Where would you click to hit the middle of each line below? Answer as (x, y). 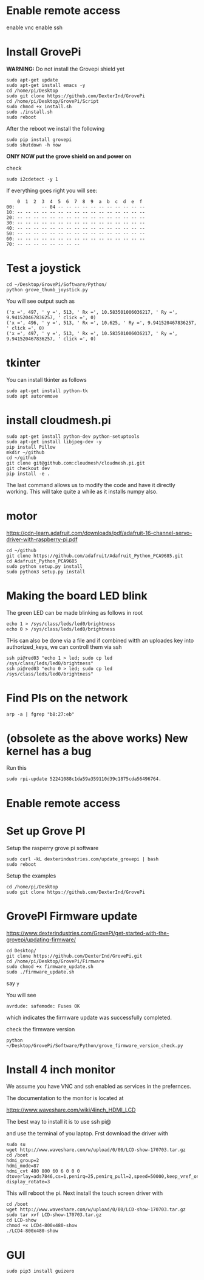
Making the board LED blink (77, 596)
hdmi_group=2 (23, 1161)
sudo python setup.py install (45, 566)
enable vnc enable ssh (34, 27)
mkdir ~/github (25, 452)
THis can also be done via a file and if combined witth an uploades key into (100, 640)
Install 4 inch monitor (61, 1069)
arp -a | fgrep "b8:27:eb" (40, 714)
